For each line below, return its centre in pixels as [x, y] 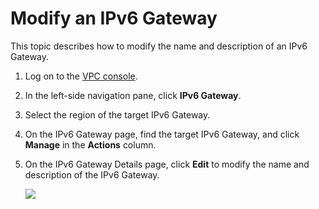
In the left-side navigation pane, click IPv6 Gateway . [133, 95]
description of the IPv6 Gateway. [92, 174]
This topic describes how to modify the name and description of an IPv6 [159, 46]
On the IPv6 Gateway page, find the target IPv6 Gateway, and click [162, 134]
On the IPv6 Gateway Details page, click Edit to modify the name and [167, 164]
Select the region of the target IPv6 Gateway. [117, 114]
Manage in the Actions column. [90, 144]
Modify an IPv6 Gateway [114, 18]
